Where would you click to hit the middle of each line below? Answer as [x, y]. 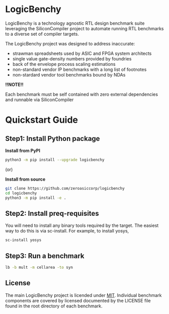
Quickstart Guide [42, 120]
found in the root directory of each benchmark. [54, 306]
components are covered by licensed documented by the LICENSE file [78, 300]
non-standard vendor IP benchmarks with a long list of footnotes [79, 69]
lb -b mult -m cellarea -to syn [39, 267]
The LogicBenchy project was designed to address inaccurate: [70, 43]
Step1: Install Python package [53, 139]
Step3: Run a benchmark [45, 256]
